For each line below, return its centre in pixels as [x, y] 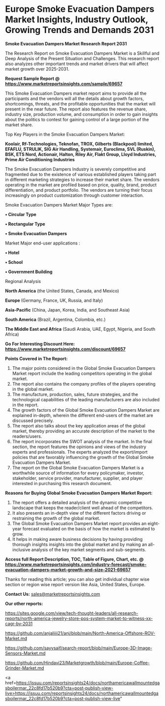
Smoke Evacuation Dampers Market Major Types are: [59, 205]
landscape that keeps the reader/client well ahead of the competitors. [82, 508]
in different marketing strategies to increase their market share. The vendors [82, 179]
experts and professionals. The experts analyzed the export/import [80, 452]
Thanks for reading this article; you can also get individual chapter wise [77, 579]
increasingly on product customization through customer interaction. [74, 195]
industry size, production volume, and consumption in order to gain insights [82, 114]
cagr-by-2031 [19, 623]
